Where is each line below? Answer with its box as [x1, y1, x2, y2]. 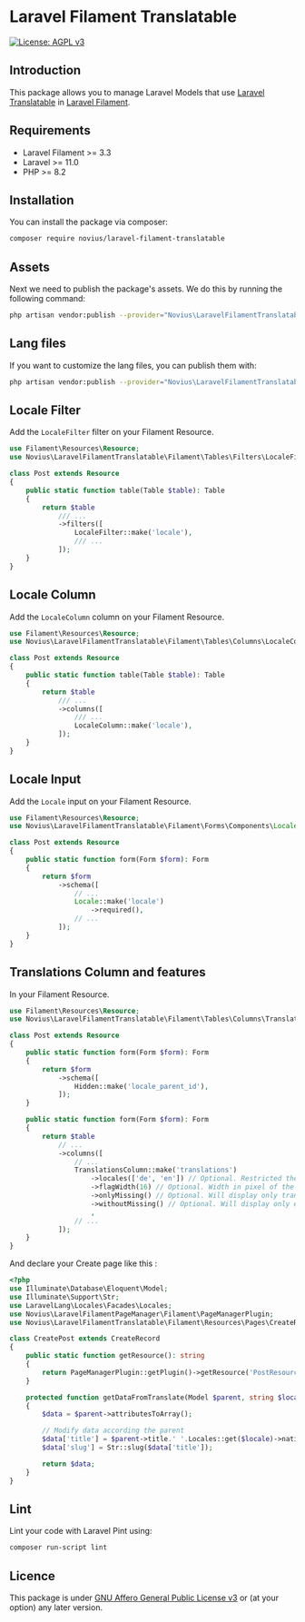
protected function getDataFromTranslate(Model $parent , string [25, 1392, 274, 1402]
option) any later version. [9, 1602, 103, 1613]
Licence [9, 1568, 56, 1584]
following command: [9, 293, 86, 304]
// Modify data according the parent [42, 1426, 184, 1436]
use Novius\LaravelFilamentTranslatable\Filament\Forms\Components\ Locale [9, 822, 299, 831]
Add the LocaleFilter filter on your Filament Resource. [9, 427, 214, 438]
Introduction [9, 63, 82, 78]
